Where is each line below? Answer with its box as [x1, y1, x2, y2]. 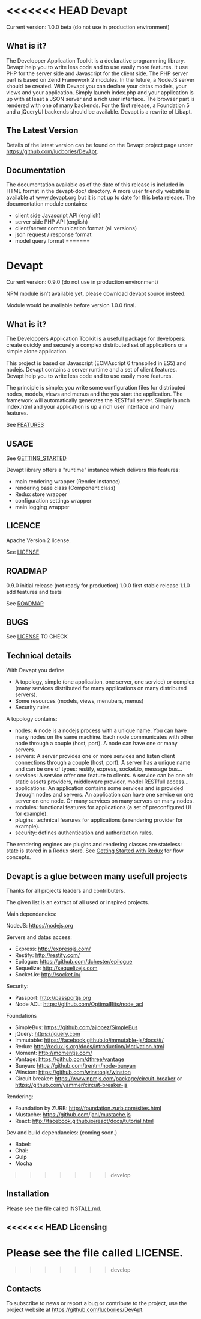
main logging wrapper [14, 503, 70, 510]
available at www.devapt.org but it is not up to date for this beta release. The [6, 194, 196, 201]
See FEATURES [6, 421, 44, 429]
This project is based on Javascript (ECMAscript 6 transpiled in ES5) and [6, 360, 187, 367]
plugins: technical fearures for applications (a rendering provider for [14, 816, 183, 824]
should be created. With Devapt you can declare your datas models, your [6, 82, 187, 90]
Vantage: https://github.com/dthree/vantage [14, 1056, 125, 1063]
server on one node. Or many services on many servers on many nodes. [14, 797, 194, 804]
